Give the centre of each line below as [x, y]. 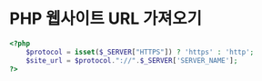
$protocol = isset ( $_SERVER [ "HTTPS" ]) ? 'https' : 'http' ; [140, 52]
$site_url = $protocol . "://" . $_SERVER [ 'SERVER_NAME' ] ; [132, 60]
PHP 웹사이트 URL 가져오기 [106, 19]
